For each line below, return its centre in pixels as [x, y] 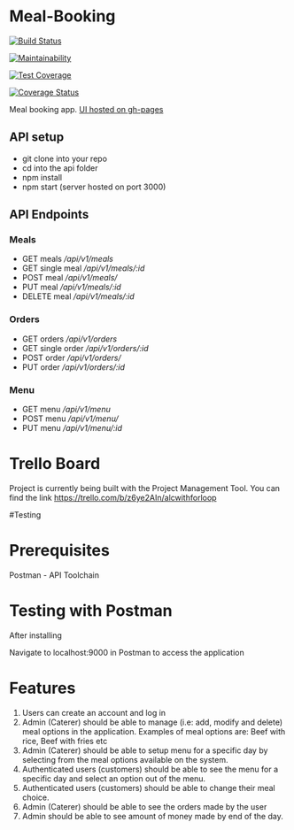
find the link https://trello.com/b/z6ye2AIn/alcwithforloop [113, 497]
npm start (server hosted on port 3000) [94, 187]
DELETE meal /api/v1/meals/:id [78, 296]
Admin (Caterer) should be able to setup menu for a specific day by [145, 750]
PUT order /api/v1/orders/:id [73, 367]
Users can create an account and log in [94, 712]
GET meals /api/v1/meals [67, 259]
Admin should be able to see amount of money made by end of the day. [152, 816]
